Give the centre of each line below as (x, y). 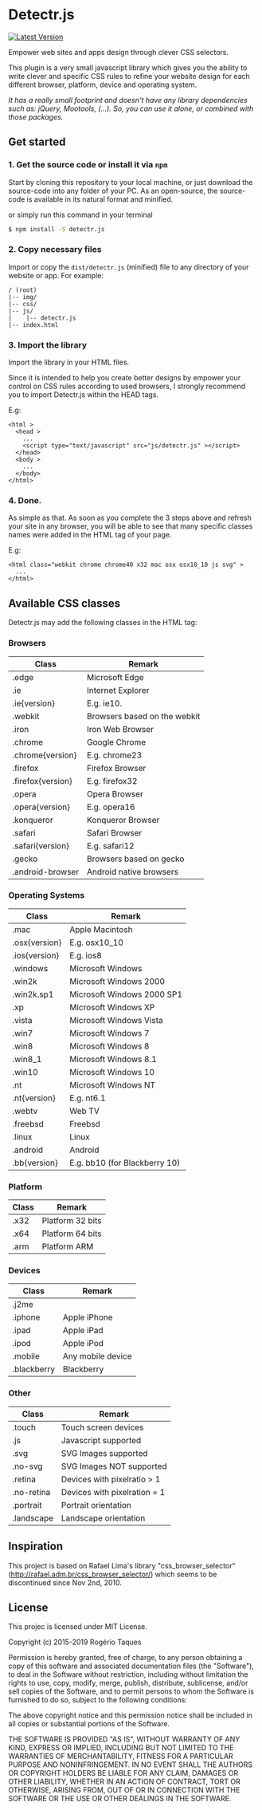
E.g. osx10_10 (96, 942)
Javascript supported (101, 1440)
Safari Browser (114, 832)
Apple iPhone (88, 1317)
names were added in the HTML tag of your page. (90, 535)
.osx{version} (37, 942)
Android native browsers (133, 872)
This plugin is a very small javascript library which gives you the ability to (128, 67)
